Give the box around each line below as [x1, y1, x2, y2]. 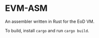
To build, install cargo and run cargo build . [5, 28, 89, 33]
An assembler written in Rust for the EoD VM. [5, 19, 95, 24]
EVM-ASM [5, 3, 48, 14]
